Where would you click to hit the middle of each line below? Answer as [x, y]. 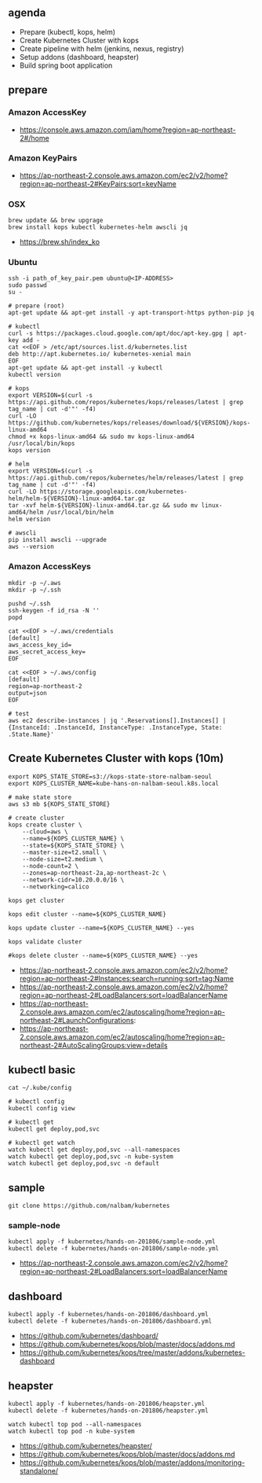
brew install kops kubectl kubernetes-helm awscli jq [98, 227]
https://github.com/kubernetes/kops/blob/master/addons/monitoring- [132, 1463]
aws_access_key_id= [40, 645]
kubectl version [35, 375]
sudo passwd [27, 285]
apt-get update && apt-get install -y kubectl [86, 368]
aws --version [31, 547]
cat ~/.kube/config [40, 1088]
